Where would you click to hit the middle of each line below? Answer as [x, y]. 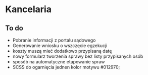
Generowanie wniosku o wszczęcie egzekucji [60, 46]
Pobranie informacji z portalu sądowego [54, 40]
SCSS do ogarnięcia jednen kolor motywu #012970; [66, 67]
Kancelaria [29, 9]
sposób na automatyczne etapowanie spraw [59, 62]
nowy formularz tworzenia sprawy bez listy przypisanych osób [78, 56]
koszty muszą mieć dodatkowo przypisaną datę [62, 51]
